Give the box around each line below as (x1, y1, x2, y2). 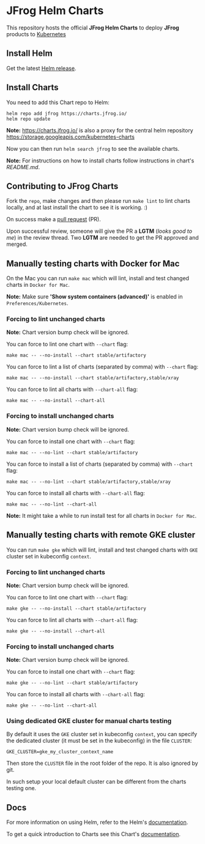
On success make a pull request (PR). (6, 216, 101, 223)
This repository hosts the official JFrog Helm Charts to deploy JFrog (6, 24, 179, 31)
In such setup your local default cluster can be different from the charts (6, 778, 187, 785)
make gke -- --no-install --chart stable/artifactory (6, 605, 147, 612)
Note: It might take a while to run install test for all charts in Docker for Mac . (6, 512, 197, 519)
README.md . (6, 163, 40, 170)
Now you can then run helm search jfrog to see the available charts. (6, 145, 180, 152)
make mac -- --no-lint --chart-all (6, 501, 97, 508)
